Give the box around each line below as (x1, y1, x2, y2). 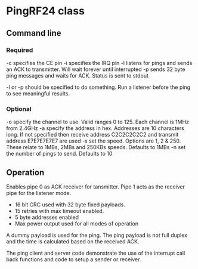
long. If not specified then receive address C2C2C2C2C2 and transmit (6, 131, 179, 138)
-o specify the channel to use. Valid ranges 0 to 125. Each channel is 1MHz (6, 118, 190, 126)
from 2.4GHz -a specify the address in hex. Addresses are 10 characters (6, 125, 185, 132)
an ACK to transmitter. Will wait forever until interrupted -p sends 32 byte (6, 66, 185, 73)
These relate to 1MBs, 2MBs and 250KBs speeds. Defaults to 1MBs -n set (6, 144, 186, 151)
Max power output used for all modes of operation (14, 219, 139, 227)
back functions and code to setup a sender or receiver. (6, 255, 141, 263)
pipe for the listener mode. (6, 189, 72, 196)
